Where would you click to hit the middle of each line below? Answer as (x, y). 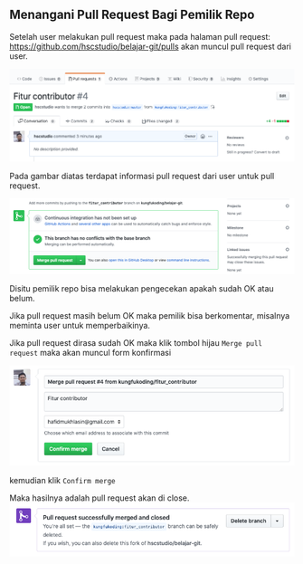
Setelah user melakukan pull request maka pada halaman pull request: (140, 36)
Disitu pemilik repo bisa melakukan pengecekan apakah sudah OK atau (142, 288)
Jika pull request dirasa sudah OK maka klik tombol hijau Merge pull (136, 342)
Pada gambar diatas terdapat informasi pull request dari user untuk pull (142, 177)
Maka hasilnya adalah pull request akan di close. (99, 498)
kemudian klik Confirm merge (62, 481)
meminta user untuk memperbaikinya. (80, 325)
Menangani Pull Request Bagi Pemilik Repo (132, 15)
